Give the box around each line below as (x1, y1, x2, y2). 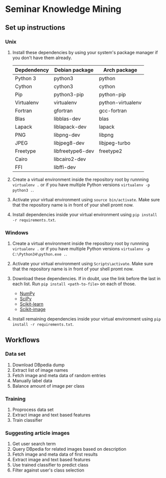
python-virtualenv (99, 99, 142, 106)
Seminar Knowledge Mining (5, 3, 121, 15)
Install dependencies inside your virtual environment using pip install (12, 211, 158, 217)
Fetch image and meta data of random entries (12, 372, 106, 378)
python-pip (99, 91, 126, 98)
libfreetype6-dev (54, 148, 94, 155)
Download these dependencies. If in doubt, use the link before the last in (12, 276, 161, 282)
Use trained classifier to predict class (12, 462, 89, 468)
